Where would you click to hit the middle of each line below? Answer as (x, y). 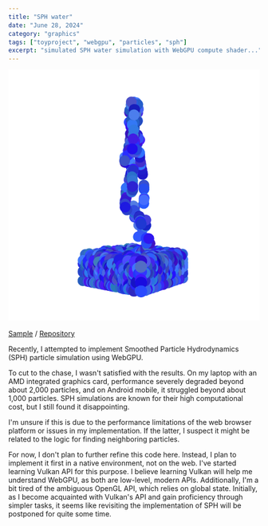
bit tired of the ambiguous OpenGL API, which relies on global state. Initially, (133, 489)
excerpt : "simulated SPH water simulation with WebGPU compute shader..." (135, 51)
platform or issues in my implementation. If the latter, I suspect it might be (129, 431)
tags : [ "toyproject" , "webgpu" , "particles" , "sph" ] (98, 42)
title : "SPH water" (41, 17)
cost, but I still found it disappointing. (69, 407)
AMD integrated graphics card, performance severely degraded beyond (126, 382)
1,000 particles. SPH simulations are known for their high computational (126, 398)
